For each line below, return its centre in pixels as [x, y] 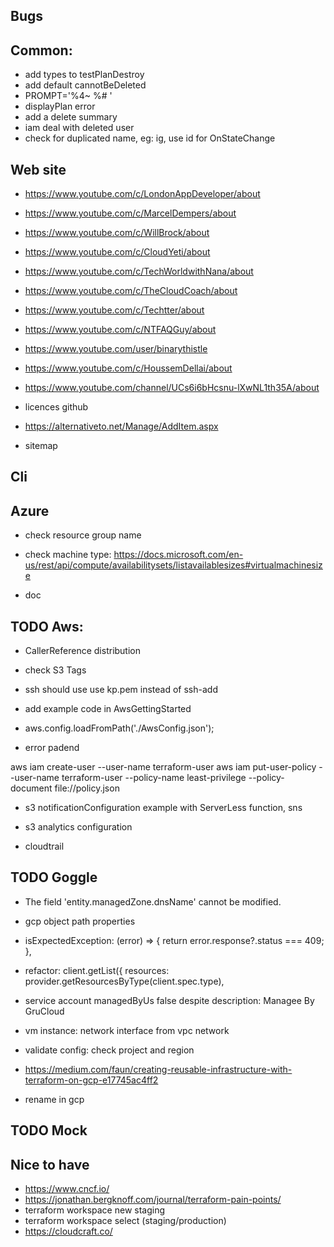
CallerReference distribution [83, 651]
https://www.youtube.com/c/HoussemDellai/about [128, 368]
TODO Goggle [54, 877]
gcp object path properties [80, 921]
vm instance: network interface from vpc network [127, 1030]
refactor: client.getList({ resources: [97, 970]
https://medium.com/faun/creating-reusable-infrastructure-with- [158, 1069]
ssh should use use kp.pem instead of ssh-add [121, 690]
